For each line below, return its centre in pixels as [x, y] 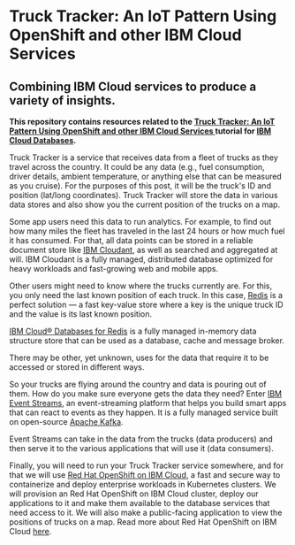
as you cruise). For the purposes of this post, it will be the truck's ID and [140, 186]
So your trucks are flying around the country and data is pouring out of [138, 384]
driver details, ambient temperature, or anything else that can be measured [146, 176]
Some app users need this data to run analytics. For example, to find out [140, 222]
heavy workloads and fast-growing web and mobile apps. [114, 269]
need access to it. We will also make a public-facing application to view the [146, 512]
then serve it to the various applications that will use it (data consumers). [141, 448]
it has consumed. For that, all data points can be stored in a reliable [131, 240]
